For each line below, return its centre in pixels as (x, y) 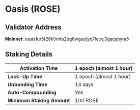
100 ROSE (87, 100)
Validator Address (33, 27)
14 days (84, 84)
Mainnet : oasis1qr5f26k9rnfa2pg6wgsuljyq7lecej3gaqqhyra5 (67, 39)
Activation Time (39, 68)
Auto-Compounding (32, 92)
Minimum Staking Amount (39, 100)
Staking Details (29, 54)
